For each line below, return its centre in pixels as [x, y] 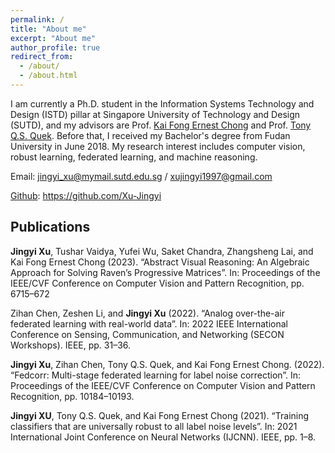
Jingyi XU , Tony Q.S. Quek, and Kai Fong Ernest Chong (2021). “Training [160, 415]
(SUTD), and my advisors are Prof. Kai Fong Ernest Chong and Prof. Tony [161, 125]
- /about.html [48, 76]
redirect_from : [42, 57]
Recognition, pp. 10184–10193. [72, 396]
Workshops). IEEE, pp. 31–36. [71, 345]
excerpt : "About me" [53, 38]
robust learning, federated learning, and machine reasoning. [134, 157]
